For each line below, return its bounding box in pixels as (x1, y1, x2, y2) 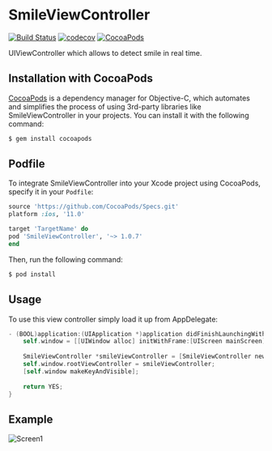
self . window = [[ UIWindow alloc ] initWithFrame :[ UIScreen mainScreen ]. (23, 338, 270, 346)
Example (8, 412, 53, 426)
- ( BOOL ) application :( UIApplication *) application (8, 330, 183, 338)
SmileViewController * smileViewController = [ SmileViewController (23, 352, 252, 361)
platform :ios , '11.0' (8, 211, 85, 219)
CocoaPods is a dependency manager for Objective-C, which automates (8, 93, 251, 103)
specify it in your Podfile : (8, 187, 94, 197)
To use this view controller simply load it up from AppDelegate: (8, 314, 219, 324)
